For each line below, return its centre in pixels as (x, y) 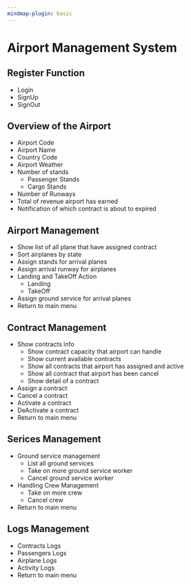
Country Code (37, 157)
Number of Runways (46, 194)
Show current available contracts (74, 359)
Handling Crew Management (58, 485)
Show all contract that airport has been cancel (93, 374)
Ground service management (59, 456)
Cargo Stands (47, 186)
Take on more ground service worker (80, 470)
